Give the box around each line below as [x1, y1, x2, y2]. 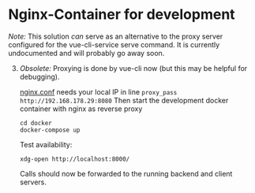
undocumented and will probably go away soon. [8, 48, 165, 58]
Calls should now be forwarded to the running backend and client [19, 169, 233, 178]
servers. [19, 177, 47, 187]
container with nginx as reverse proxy [19, 104, 143, 113]
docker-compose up [19, 126, 81, 134]
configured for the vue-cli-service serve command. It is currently [8, 39, 220, 49]
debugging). [19, 72, 60, 81]
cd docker [19, 119, 53, 127]
